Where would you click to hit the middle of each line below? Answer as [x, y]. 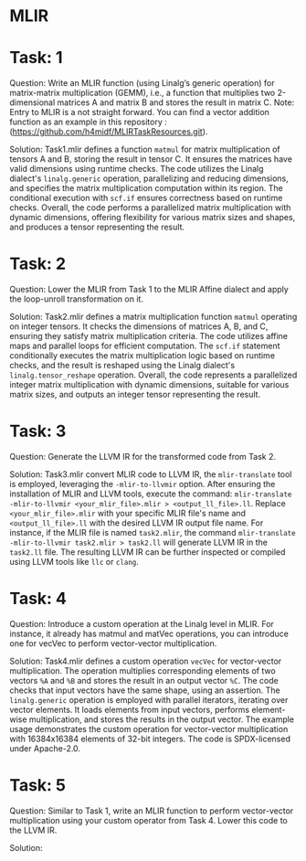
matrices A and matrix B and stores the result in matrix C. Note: [176, 102]
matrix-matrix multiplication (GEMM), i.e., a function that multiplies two [142, 93]
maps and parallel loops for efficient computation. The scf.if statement [145, 346]
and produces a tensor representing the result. [97, 227]
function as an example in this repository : [88, 122]
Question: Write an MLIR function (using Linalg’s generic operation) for [142, 83]
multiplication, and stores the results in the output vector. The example [162, 719]
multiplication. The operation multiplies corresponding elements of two [142, 670]
